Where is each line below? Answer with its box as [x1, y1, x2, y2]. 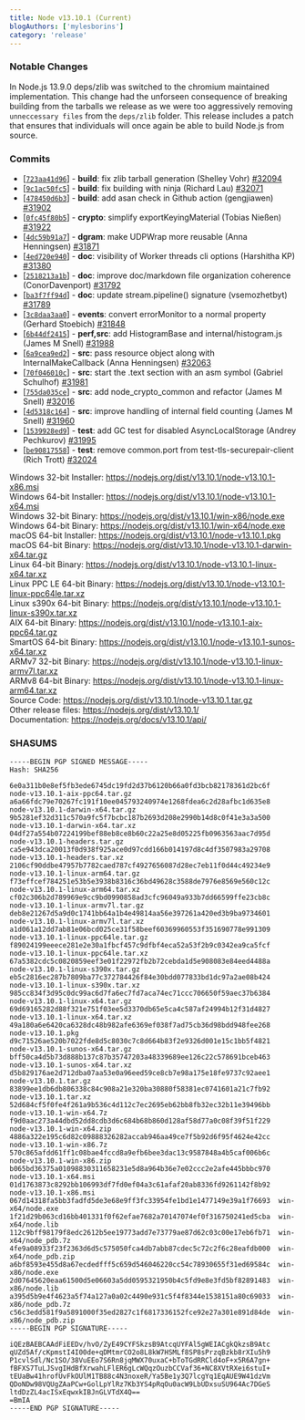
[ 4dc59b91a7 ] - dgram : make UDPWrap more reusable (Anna [22, 231, 248, 242]
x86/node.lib [9, 1284, 59, 1293]
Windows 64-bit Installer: [9, 491, 105, 502]
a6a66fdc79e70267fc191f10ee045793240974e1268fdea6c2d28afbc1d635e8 [9, 797, 271, 807]
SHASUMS [9, 736, 57, 749]
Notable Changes [9, 60, 88, 73]
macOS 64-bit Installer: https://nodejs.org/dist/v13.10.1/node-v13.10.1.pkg [9, 530, 281, 541]
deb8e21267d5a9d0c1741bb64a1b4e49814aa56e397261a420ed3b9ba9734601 [9, 909, 271, 918]
